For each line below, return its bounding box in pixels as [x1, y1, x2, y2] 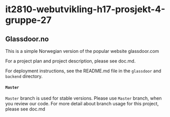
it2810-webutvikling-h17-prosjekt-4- [5, 4, 165, 15]
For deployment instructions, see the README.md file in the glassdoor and [5, 68, 161, 74]
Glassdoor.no [5, 35, 49, 43]
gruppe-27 [5, 14, 52, 26]
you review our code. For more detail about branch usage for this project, [5, 101, 159, 107]
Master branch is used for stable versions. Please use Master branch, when [5, 95, 162, 101]
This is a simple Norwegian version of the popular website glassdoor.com [5, 48, 159, 54]
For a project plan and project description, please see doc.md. [5, 58, 136, 64]
